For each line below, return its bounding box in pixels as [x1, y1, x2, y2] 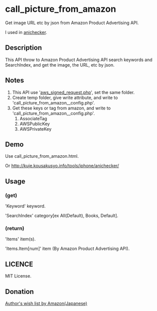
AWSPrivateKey [19, 126, 52, 132]
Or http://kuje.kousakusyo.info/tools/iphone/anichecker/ [5, 163, 119, 169]
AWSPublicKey [19, 121, 50, 127]
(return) [5, 225, 25, 232]
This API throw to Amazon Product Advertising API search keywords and [5, 57, 153, 63]
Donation [5, 287, 34, 296]
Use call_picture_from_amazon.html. [5, 153, 79, 159]
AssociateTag [19, 115, 47, 121]
